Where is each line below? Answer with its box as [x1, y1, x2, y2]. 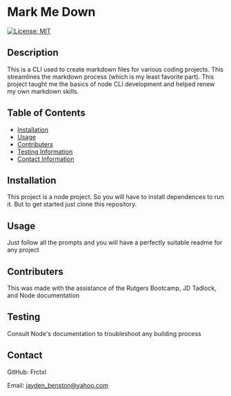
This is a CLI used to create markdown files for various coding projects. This [7, 65, 224, 73]
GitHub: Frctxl [7, 368, 47, 376]
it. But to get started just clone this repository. [7, 200, 137, 209]
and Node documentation [7, 291, 80, 300]
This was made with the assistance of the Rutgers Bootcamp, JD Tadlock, [7, 284, 217, 292]
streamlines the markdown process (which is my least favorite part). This [7, 72, 214, 81]
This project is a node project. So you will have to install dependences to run [7, 193, 224, 201]
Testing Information [17, 147, 73, 156]
